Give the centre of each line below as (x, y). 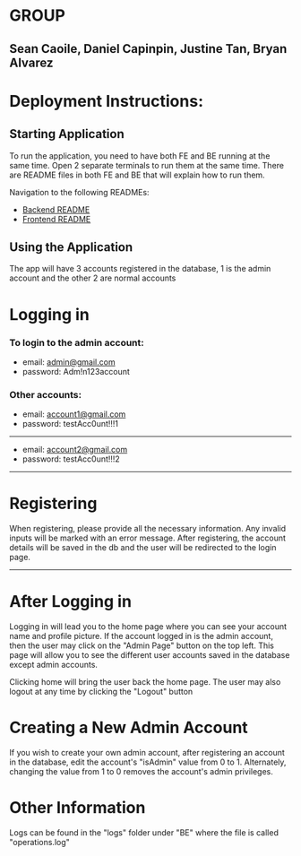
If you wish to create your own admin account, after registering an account (147, 752)
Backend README (56, 209)
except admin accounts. (54, 665)
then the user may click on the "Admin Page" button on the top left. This (142, 645)
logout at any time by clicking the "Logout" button (101, 692)
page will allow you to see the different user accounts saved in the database (150, 655)
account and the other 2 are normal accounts (93, 278)
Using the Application (71, 247)
